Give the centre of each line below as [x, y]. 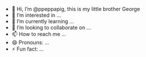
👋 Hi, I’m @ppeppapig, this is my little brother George [76, 9]
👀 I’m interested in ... [36, 15]
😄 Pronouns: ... [30, 42]
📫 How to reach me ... [39, 34]
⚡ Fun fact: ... [28, 49]
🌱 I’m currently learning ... [43, 21]
